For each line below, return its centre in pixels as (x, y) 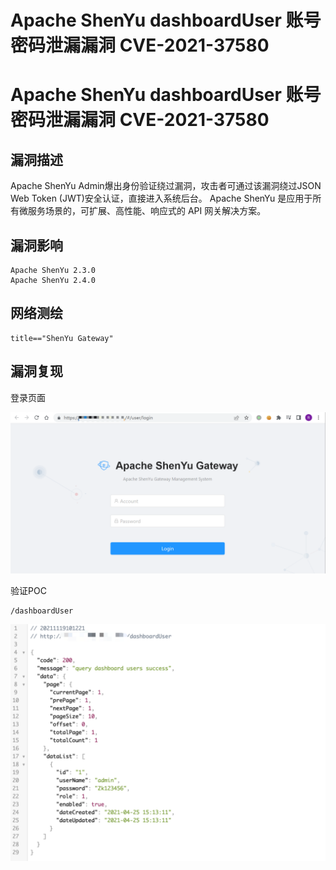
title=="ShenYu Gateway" (62, 338)
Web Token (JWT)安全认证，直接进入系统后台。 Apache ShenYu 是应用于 (161, 198)
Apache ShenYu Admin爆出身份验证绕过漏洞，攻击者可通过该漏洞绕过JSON (166, 186)
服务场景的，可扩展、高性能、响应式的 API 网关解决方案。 (147, 211)
